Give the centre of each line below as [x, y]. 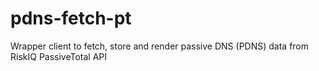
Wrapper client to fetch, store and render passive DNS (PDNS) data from [160, 46]
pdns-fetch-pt [71, 18]
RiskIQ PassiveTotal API [59, 56]
